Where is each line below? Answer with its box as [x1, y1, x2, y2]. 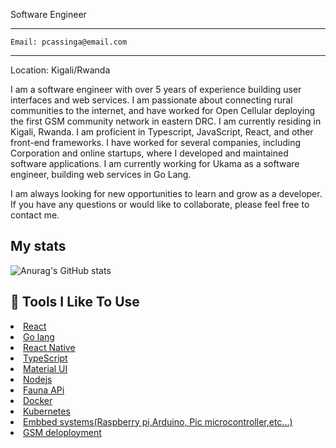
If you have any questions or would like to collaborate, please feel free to [10, 199, 310, 210]
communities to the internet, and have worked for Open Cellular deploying [10, 105, 316, 116]
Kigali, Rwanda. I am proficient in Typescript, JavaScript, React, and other [10, 126, 314, 138]
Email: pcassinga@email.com [10, 37, 128, 47]
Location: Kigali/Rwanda [10, 64, 111, 76]
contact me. [10, 209, 60, 221]
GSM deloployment [23, 426, 102, 438]
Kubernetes [23, 405, 71, 417]
